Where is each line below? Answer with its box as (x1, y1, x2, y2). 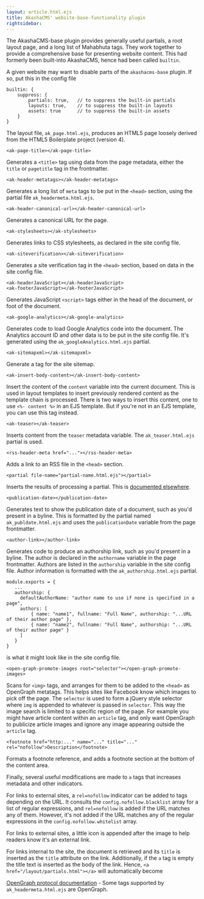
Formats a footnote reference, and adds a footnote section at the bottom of (6, 755, 195, 763)
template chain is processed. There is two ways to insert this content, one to (6, 396, 198, 403)
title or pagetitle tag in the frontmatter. (6, 165, 109, 172)
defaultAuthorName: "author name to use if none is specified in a (19, 595, 195, 601)
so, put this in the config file (6, 75, 77, 83)
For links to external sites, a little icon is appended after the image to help (6, 829, 190, 837)
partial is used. (6, 438, 44, 446)
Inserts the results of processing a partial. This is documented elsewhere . (6, 483, 191, 491)
